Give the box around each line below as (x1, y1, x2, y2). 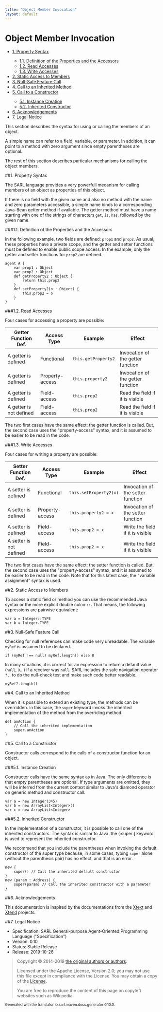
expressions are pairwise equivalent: (5, 607, 79, 613)
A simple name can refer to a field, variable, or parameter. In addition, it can (5, 138, 156, 144)
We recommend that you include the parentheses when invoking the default (5, 845, 157, 851)
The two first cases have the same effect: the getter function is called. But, (5, 422, 154, 428)
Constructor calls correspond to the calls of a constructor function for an (5, 750, 150, 756)
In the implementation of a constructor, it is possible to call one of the (5, 825, 144, 831)
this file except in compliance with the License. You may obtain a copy (16, 973, 158, 979)
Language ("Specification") (12, 934, 67, 939)
